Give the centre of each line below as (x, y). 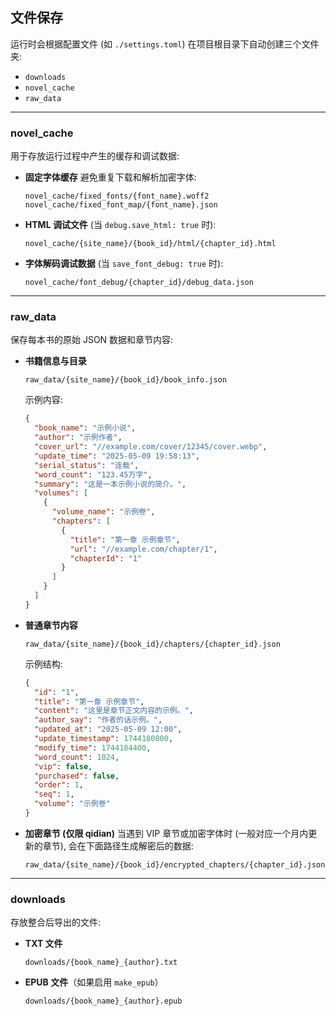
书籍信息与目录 (55, 361)
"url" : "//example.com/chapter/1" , (143, 549)
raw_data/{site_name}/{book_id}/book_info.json (125, 380)
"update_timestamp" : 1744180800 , (104, 739)
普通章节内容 (51, 625)
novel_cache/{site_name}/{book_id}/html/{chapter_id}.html (150, 244)
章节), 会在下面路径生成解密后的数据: (118, 845)
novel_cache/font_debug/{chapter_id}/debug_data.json (139, 283)
